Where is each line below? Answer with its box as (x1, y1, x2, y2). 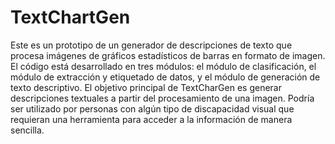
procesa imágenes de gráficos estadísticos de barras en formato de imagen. (10, 49, 326, 61)
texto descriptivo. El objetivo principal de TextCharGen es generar (10, 81, 282, 93)
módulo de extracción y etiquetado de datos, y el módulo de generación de (10, 71, 321, 83)
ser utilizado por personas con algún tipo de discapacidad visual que (10, 102, 295, 115)
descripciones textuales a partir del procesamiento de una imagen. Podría (10, 92, 315, 104)
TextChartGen (10, 6, 131, 29)
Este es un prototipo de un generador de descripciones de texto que (10, 39, 293, 51)
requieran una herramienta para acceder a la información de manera (10, 113, 293, 125)
